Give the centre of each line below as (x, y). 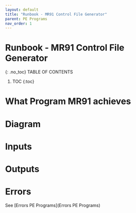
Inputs (19, 146)
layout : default (22, 10)
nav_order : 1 (19, 23)
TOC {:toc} (23, 81)
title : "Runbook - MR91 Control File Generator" (56, 14)
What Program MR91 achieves (68, 101)
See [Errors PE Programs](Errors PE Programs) (53, 205)
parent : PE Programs (26, 19)
